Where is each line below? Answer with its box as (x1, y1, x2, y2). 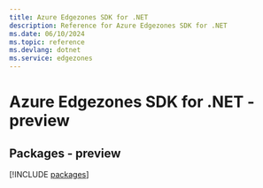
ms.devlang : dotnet (9, 46, 81, 55)
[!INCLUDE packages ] (9, 169, 89, 179)
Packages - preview (9, 146, 121, 161)
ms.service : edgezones (9, 54, 93, 63)
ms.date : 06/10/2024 (9, 29, 86, 38)
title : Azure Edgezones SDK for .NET (9, 12, 149, 22)
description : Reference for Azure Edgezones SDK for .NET (9, 21, 228, 30)
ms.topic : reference (9, 37, 86, 47)
